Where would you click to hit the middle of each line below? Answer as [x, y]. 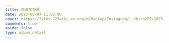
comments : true [21, 23]
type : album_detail [26, 33]
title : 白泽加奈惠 [23, 10]
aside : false [19, 28]
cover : [12, 19]
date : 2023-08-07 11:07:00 [33, 14]
